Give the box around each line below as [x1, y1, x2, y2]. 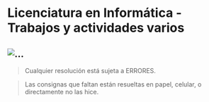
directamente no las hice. [24, 88, 99, 96]
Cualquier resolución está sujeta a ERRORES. [24, 67, 156, 75]
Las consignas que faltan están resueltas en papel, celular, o [24, 80, 202, 89]
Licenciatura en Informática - [7, 5, 182, 21]
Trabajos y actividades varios [7, 20, 185, 36]
